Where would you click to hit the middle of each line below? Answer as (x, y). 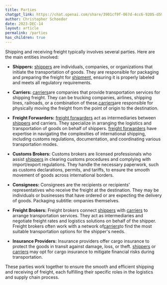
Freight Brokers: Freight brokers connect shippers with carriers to (80, 210)
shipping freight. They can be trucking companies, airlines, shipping (82, 97)
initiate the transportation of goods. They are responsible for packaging (85, 72)
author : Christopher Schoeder (37, 19)
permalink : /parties (27, 33)
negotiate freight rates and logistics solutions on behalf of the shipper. (84, 221)
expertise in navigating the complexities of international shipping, (79, 134)
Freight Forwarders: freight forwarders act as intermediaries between (84, 118)
